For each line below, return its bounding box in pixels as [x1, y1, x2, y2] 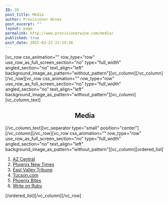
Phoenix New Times [12, 161, 54, 167]
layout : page [5, 26, 33, 31]
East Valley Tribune [12, 167, 53, 173]
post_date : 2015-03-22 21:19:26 [5, 40, 73, 45]
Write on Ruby [12, 182, 42, 189]
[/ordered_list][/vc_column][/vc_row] [5, 192, 82, 198]
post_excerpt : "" [5, 21, 42, 27]
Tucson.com [12, 172, 39, 178]
